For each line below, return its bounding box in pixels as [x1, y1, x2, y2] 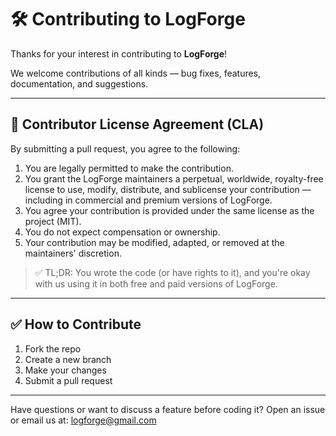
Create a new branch [24, 353, 112, 365]
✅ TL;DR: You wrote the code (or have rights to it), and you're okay [34, 266, 311, 278]
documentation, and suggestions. [10, 77, 149, 90]
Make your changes [24, 364, 107, 376]
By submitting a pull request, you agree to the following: [10, 142, 241, 155]
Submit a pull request [24, 374, 113, 386]
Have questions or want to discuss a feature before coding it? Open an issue [10, 403, 326, 415]
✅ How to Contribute [10, 316, 142, 333]
